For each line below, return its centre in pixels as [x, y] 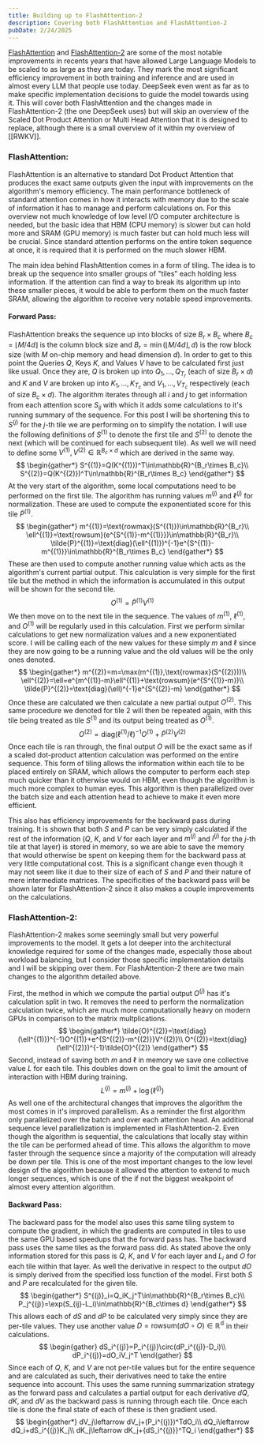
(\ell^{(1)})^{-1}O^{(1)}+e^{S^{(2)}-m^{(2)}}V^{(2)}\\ [100, 1039]
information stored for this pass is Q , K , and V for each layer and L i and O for [132, 1257]
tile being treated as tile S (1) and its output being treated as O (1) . [111, 720]
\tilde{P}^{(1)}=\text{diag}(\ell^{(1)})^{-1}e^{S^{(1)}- [132, 543]
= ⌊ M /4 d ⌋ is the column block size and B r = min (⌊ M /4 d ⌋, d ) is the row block [130, 346]
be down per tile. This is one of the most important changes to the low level [131, 1161]
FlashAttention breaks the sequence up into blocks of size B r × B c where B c [131, 335]
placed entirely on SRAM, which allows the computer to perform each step [129, 772]
